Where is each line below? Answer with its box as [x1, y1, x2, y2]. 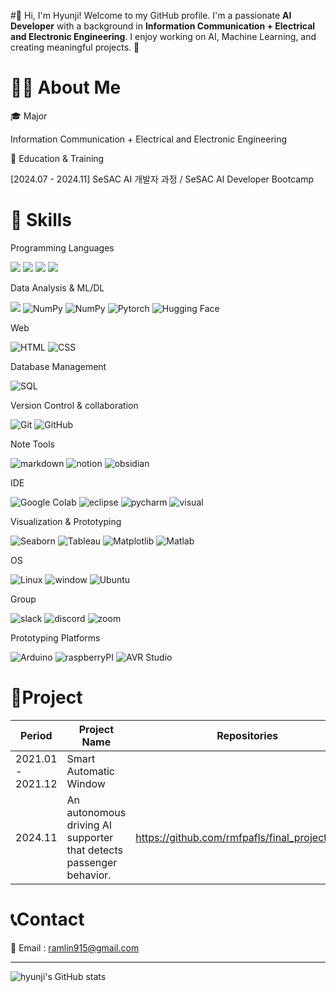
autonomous [66, 805, 127, 819]
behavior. [66, 868, 112, 882]
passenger [66, 855, 118, 869]
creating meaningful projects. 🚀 [10, 41, 140, 53]
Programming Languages [10, 241, 115, 254]
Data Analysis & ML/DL [10, 281, 105, 294]
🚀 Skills [10, 209, 73, 232]
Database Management [10, 360, 107, 372]
